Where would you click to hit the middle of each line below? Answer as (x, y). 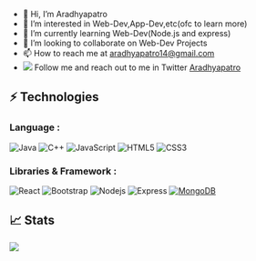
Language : (35, 127)
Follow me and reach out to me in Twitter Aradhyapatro (138, 67)
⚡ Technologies (54, 97)
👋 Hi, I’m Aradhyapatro (65, 14)
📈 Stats (32, 221)
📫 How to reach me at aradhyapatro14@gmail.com (118, 53)
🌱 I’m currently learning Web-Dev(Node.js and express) (127, 33)
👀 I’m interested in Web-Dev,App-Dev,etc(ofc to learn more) (135, 24)
